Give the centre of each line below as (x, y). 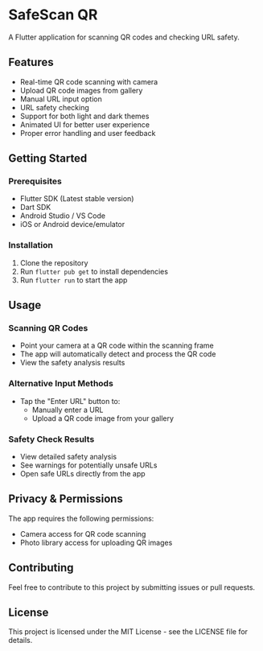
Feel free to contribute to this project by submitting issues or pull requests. (132, 587)
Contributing (41, 568)
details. (21, 641)
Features (31, 62)
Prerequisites (35, 181)
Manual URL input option (61, 99)
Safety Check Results (51, 439)
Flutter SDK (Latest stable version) (77, 199)
